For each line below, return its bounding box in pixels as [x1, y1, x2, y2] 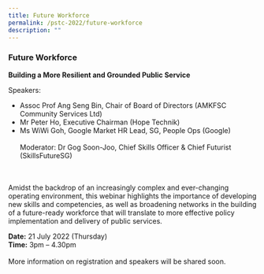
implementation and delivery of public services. [8, 216, 163, 225]
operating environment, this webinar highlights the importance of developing [8, 191, 257, 201]
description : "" [8, 26, 61, 34]
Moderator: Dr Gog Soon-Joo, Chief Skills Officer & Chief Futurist [19, 143, 232, 152]
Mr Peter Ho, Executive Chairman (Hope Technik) [19, 117, 180, 127]
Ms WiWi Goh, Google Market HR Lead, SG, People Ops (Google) [19, 125, 231, 135]
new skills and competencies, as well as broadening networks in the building [8, 199, 257, 209]
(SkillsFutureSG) [19, 150, 73, 160]
